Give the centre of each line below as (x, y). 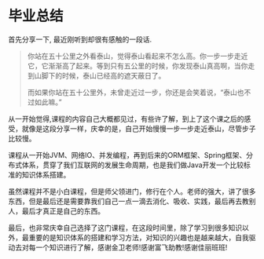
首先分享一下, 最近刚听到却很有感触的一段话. (80, 39)
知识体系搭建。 (46, 174)
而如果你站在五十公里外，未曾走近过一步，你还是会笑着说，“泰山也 (136, 92)
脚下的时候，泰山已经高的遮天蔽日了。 (103, 75)
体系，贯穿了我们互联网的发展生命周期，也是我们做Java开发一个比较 (133, 165)
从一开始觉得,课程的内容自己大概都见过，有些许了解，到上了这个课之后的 (126, 119)
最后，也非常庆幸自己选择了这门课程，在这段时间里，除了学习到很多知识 (125, 228)
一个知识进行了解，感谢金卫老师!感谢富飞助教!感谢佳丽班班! (131, 247)
